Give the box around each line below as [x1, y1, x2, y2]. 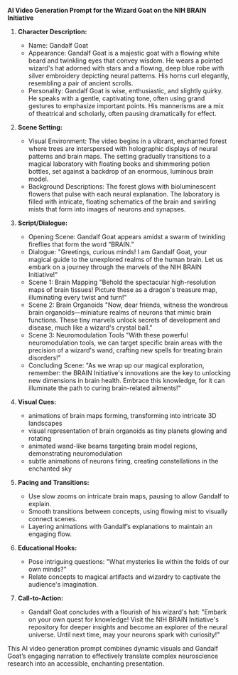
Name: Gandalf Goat [28, 41, 89, 49]
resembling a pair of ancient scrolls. [28, 79, 134, 88]
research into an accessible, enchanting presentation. [7, 659, 165, 668]
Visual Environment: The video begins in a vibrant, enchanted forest [28, 137, 227, 145]
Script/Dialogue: [17, 219, 68, 227]
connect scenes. [28, 515, 77, 523]
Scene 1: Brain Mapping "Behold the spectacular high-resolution [28, 278, 217, 286]
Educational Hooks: [17, 544, 77, 552]
